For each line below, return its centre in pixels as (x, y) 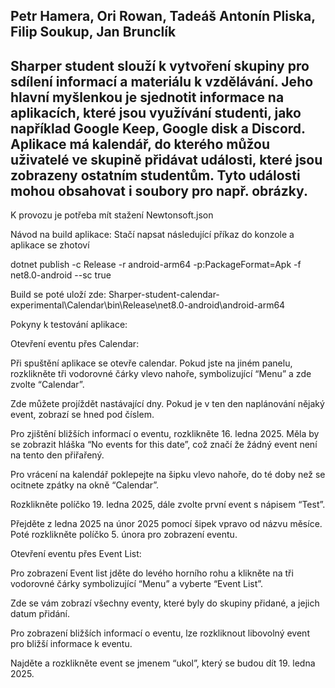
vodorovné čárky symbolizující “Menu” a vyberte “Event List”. (137, 584)
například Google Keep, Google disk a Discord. (158, 128)
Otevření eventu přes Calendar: (75, 344)
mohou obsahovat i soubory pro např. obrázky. (159, 190)
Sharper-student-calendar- (164, 295)
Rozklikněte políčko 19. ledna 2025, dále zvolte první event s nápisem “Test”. (168, 505)
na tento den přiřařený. (57, 455)
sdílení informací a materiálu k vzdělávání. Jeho (162, 81)
